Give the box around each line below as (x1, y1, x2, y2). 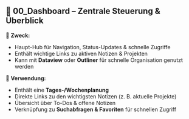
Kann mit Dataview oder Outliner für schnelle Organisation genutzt (14, 56, 184, 64)
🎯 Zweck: (5, 32, 30, 39)
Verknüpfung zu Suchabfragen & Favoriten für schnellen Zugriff (14, 106, 177, 113)
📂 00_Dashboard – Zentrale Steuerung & (5, 6, 160, 16)
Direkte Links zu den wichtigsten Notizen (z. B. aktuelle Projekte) (14, 92, 177, 100)
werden (14, 63, 34, 70)
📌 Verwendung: (5, 74, 46, 82)
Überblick (5, 16, 44, 26)
